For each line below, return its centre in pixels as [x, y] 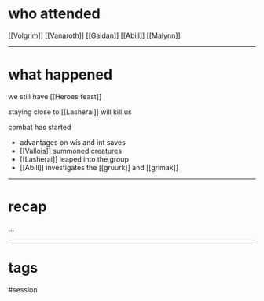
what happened [60, 75]
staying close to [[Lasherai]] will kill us [70, 112]
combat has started [40, 127]
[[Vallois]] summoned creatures [71, 150]
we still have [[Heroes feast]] [55, 96]
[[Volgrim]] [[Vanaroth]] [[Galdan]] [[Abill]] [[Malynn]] [94, 35]
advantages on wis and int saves [72, 142]
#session [23, 289]
